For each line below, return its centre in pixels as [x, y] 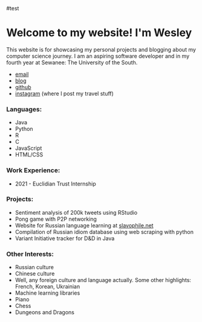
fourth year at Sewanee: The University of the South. [72, 62]
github [23, 87]
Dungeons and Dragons [44, 312]
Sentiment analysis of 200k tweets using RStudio [76, 212]
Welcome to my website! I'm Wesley [99, 33]
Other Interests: [30, 254]
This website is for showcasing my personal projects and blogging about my [101, 49]
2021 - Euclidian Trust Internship [55, 184]
